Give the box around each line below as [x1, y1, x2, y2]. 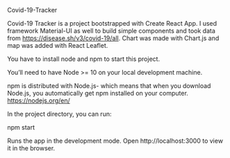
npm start [7, 123, 35, 131]
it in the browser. [7, 144, 56, 152]
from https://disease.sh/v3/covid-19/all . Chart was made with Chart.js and [7, 34, 220, 42]
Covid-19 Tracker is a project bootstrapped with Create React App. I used [7, 19, 217, 27]
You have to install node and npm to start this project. [7, 55, 161, 63]
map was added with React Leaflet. [7, 42, 108, 49]
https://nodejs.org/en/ [7, 96, 71, 105]
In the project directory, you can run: [7, 110, 112, 118]
